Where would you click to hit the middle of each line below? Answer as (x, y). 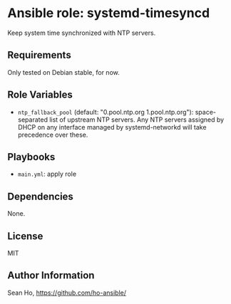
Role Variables (40, 95)
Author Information (51, 276)
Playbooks (31, 157)
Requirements (39, 55)
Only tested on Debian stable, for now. (63, 72)
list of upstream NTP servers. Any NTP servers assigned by (137, 120)
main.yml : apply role (47, 174)
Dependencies (40, 196)
